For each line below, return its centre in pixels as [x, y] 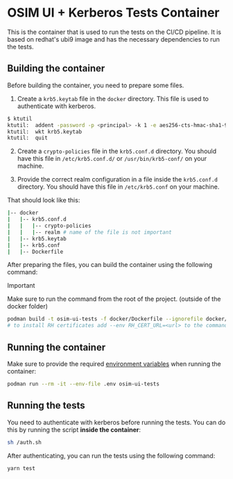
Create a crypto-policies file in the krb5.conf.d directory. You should [117, 151]
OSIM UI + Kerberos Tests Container [113, 13]
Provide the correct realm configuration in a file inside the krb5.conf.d [118, 180]
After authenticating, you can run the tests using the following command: [111, 455]
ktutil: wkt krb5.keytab [44, 132]
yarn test [21, 468]
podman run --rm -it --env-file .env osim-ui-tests [83, 384]
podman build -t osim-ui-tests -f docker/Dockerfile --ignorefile [105, 319]
